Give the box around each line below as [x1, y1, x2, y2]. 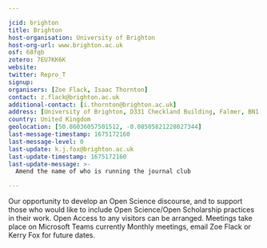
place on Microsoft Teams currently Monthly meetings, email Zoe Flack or [8, 222, 252, 232]
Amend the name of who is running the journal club [15, 167, 192, 176]
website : [8, 63, 38, 72]
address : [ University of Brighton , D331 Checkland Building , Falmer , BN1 [8, 108, 260, 116]
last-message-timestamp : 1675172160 [8, 130, 130, 138]
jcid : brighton [8, 18, 59, 26]
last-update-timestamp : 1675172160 [8, 153, 127, 161]
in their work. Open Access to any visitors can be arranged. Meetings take [8, 214, 253, 223]
